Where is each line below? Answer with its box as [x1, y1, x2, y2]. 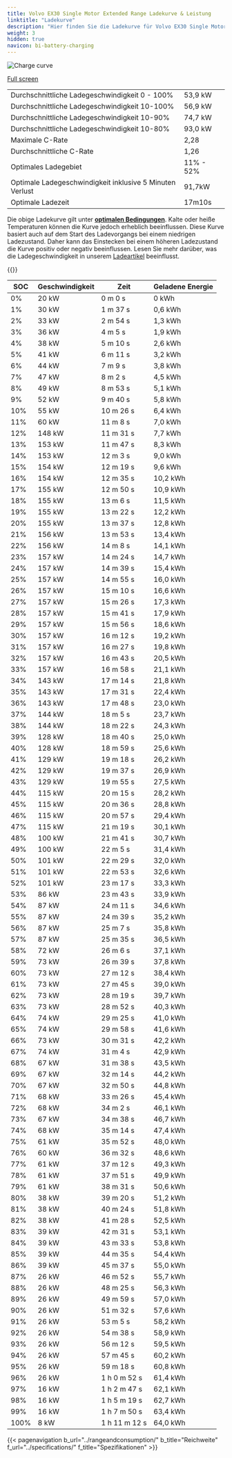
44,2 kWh [153, 1070, 186, 1079]
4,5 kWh [153, 372, 182, 381]
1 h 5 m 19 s [101, 1396, 143, 1405]
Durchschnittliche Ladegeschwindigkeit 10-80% [10, 124, 171, 134]
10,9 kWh [153, 485, 186, 494]
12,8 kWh [153, 518, 186, 528]
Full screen [7, 75, 39, 83]
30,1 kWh [153, 822, 186, 831]
